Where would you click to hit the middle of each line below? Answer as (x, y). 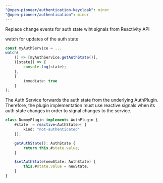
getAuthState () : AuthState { (45, 143)
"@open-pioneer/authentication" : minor (47, 15)
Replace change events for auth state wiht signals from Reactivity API (77, 29)
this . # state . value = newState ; (56, 167)
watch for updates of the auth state (42, 39)
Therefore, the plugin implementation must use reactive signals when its (80, 105)
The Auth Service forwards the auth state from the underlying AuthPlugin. (82, 100)
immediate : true (40, 81)
